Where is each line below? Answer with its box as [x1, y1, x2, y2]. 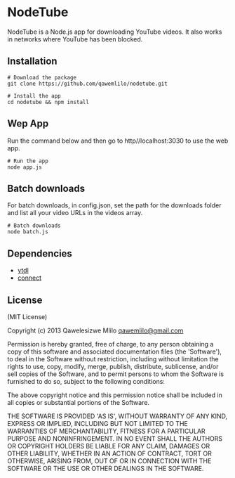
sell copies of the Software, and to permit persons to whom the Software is [7, 370, 224, 378]
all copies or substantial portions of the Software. [7, 399, 149, 406]
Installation [7, 56, 58, 67]
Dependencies [7, 247, 72, 259]
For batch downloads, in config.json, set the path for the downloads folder [7, 201, 222, 209]
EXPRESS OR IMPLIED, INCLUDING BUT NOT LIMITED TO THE [7, 420, 188, 427]
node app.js [7, 163, 42, 171]
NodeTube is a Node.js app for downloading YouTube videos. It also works [7, 27, 222, 36]
